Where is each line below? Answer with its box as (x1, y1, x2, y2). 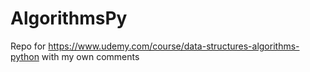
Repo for (10, 40, 47, 52)
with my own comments (41, 50, 140, 62)
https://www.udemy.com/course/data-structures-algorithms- (48, 40, 300, 52)
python (10, 50, 40, 62)
